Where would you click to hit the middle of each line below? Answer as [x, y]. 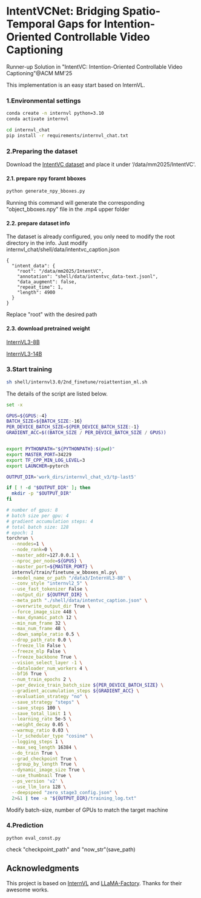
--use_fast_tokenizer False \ [50, 589]
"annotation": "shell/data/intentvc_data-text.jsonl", [88, 277]
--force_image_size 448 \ [44, 612]
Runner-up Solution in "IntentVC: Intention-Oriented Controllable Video [94, 67]
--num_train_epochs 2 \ [41, 680]
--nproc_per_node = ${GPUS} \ [47, 561]
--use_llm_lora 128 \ [39, 787]
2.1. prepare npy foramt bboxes [46, 178]
